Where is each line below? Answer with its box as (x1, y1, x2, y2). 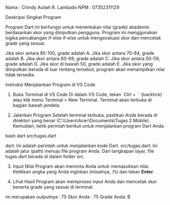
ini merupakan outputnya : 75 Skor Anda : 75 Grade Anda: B (5, 194, 131, 200)
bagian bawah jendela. (12, 102, 61, 108)
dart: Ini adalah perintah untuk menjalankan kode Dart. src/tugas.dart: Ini (5, 142, 158, 149)
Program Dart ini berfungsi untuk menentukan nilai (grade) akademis (5, 24, 150, 30)
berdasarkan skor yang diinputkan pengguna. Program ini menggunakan (5, 30, 158, 35)
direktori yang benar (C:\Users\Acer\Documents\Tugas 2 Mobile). (12, 118, 151, 124)
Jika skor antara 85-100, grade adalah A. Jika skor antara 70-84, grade (5, 50, 155, 56)
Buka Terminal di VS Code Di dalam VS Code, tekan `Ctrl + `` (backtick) (12, 92, 162, 97)
